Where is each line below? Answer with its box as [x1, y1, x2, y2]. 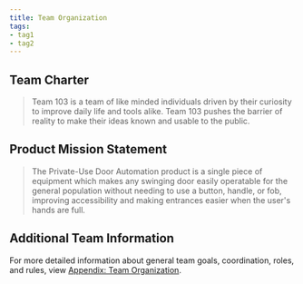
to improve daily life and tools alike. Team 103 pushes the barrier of [31, 106, 283, 117]
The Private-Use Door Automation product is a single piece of [31, 165, 263, 177]
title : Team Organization [9, 13, 107, 23]
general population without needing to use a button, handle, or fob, [31, 185, 283, 196]
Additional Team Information [9, 230, 175, 246]
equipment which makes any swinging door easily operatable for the [31, 175, 288, 186]
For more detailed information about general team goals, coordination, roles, [9, 255, 295, 266]
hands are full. [31, 204, 86, 215]
